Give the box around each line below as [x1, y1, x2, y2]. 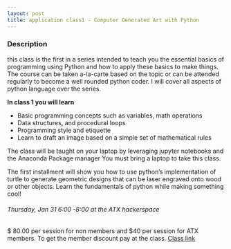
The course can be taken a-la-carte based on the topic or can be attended [7, 70, 220, 78]
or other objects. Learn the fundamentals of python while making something [7, 182, 224, 190]
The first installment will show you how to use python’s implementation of [7, 167, 216, 176]
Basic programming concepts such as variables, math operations [17, 111, 203, 120]
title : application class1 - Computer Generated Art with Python [7, 17, 199, 24]
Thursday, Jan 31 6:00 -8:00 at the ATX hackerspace [7, 205, 160, 214]
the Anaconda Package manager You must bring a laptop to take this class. [7, 154, 221, 163]
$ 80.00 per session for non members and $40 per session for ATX [7, 227, 199, 235]
